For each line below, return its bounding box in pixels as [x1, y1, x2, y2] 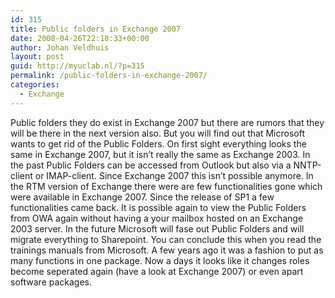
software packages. [10, 276, 93, 288]
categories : [10, 80, 60, 90]
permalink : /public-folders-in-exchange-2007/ [10, 71, 208, 81]
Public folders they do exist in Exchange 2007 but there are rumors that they [10, 116, 325, 128]
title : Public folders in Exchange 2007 [10, 24, 182, 34]
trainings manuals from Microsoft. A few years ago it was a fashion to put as [10, 244, 324, 256]
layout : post [10, 52, 65, 62]
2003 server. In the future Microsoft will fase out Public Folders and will [10, 222, 305, 235]
